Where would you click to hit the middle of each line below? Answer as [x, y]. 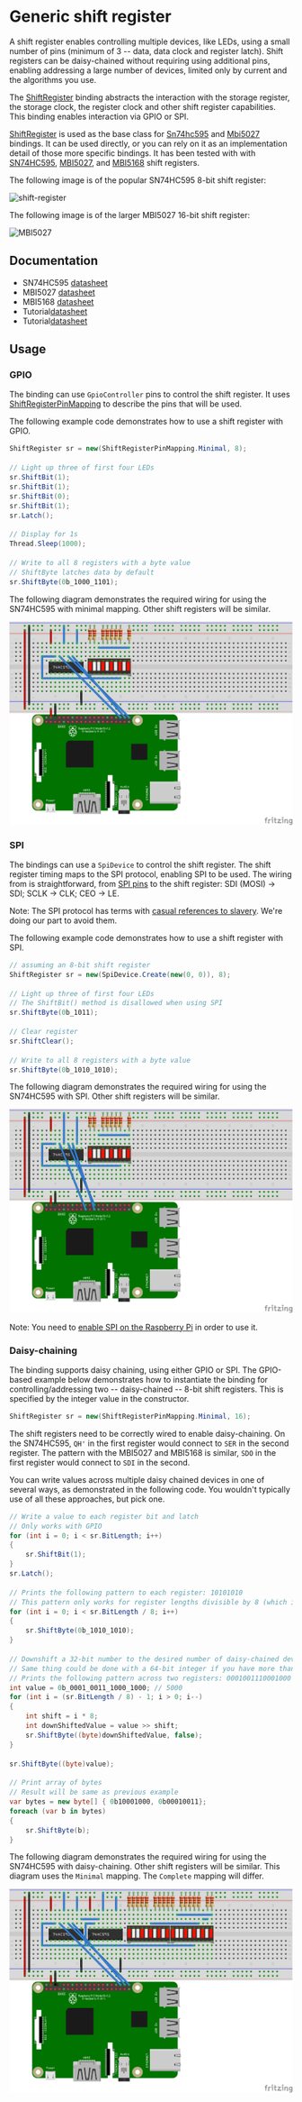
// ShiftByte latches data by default [82, 572]
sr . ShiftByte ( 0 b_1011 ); [54, 1013]
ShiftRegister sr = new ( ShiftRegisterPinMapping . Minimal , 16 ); [130, 1416]
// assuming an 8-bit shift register [80, 965]
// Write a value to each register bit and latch [104, 1516]
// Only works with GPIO [56, 1526]
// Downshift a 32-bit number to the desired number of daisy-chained [144, 1659]
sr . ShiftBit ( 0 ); [40, 496]
